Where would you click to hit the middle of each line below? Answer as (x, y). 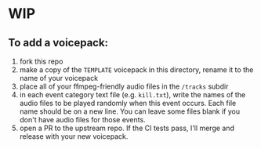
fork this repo (41, 61)
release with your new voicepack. (74, 136)
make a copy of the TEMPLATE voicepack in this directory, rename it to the (136, 70)
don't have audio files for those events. (83, 120)
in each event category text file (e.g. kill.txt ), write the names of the (132, 94)
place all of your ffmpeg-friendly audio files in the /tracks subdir (124, 86)
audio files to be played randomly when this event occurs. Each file (128, 103)
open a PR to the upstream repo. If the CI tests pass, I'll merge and (127, 128)
